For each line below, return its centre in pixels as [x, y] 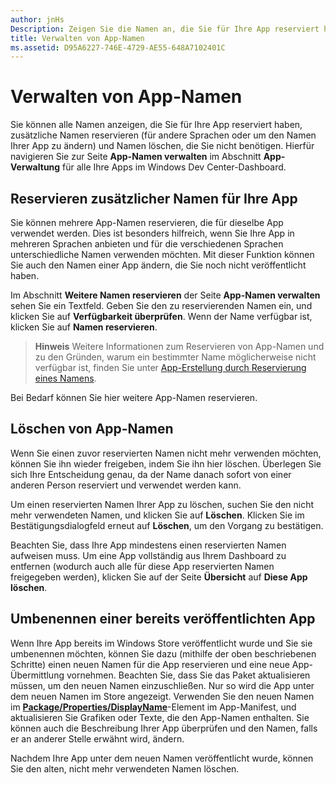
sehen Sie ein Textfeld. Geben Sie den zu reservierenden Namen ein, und [161, 305]
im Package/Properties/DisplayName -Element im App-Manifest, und [153, 707]
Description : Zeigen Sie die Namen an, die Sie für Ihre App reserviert [165, 29]
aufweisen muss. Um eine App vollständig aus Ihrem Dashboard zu [148, 555]
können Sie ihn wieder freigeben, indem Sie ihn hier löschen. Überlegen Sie [166, 463]
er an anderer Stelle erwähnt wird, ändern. [97, 738]
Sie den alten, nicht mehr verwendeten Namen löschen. [125, 768]
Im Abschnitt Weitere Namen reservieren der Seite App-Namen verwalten [165, 295]
